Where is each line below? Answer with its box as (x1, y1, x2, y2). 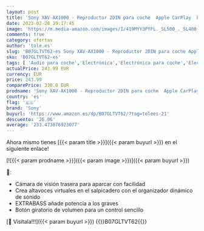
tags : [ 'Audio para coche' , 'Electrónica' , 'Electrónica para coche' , (6, 60, 186, 66)
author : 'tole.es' (6, 43, 53, 49)
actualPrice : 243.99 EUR (6, 65, 69, 72)
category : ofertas (6, 37, 53, 43)
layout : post (6, 9, 39, 15)
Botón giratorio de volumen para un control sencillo (15, 206, 144, 213)
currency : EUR (6, 71, 42, 77)
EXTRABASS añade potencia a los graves (15, 200, 118, 207)
